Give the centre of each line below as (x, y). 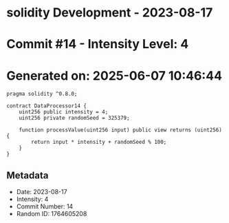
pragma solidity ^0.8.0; (42, 94)
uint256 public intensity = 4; (64, 112)
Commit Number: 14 (45, 206)
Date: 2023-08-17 (42, 192)
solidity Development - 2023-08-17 (110, 13)
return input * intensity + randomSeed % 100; (99, 142)
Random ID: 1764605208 (52, 214)
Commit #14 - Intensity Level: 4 (98, 44)
